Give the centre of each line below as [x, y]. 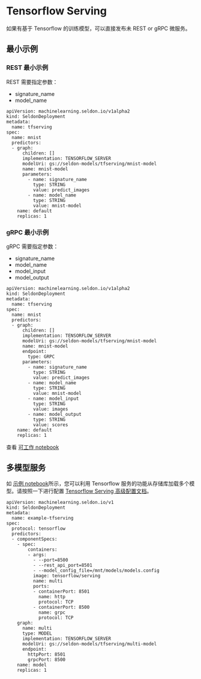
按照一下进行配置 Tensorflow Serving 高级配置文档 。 [87, 491]
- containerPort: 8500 [61, 607]
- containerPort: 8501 [61, 592]
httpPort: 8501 [47, 654]
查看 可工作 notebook [33, 447]
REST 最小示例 [27, 68]
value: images [50, 409]
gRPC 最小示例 [28, 232]
